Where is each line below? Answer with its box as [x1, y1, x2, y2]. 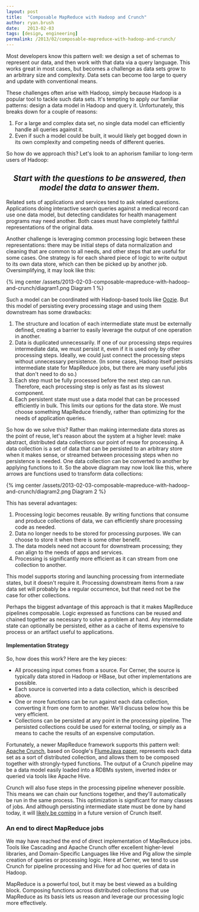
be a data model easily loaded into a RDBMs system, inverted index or [6, 766, 177, 774]
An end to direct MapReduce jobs [6, 824, 104, 832]
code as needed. [14, 523, 56, 531]
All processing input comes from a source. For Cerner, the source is [14, 667, 181, 674]
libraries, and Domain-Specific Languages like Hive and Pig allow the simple [6, 850, 192, 857]
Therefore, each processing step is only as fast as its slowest [14, 383, 164, 390]
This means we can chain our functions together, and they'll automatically [6, 790, 187, 798]
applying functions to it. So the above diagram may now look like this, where [6, 464, 192, 471]
